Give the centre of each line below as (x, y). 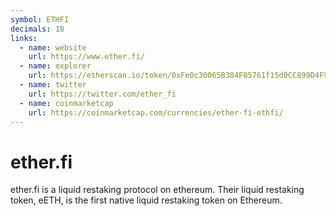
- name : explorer (55, 66)
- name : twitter (53, 85)
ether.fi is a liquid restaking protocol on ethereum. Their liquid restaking (157, 190)
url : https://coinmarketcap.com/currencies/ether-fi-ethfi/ (156, 112)
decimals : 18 (37, 29)
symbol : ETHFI (40, 19)
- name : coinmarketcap (66, 103)
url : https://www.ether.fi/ (86, 57)
